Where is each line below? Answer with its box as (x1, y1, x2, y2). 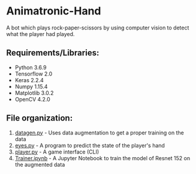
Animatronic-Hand (6, 4, 101, 18)
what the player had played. (6, 30, 75, 37)
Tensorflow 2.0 (14, 70, 53, 77)
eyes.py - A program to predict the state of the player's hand (14, 142, 165, 149)
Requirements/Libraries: (6, 48, 99, 58)
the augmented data (14, 161, 65, 168)
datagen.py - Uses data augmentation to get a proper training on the (14, 129, 184, 136)
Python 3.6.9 (14, 64, 47, 71)
